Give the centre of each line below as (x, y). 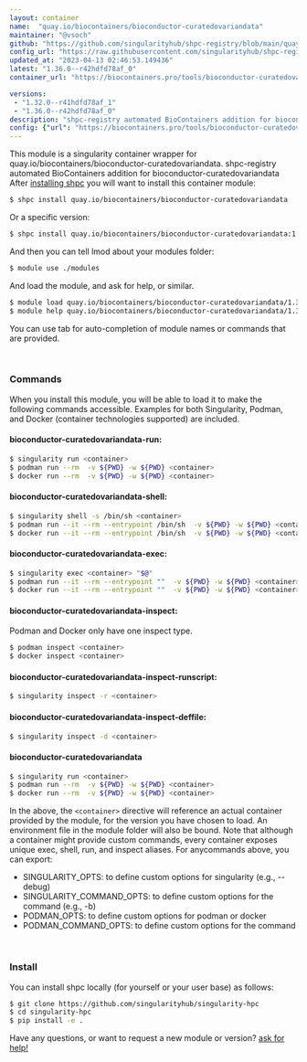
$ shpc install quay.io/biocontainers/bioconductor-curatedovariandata (148, 200)
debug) (37, 887)
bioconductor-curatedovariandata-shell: (88, 497)
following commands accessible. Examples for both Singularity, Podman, (146, 409)
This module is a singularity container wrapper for (103, 154)
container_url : (38, 78)
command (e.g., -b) (59, 907)
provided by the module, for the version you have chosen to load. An (138, 821)
